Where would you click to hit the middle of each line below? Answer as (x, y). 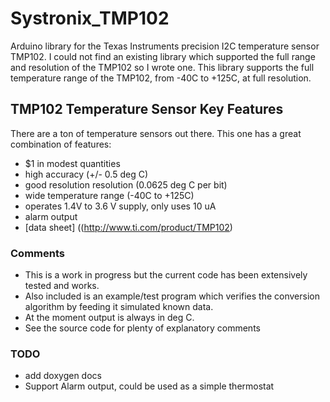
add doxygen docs (63, 376)
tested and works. (62, 286)
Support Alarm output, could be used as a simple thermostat (149, 386)
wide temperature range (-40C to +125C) (109, 195)
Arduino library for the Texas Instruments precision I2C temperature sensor (165, 46)
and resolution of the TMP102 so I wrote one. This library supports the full (162, 67)
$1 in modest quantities (72, 163)
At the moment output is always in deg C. (109, 318)
